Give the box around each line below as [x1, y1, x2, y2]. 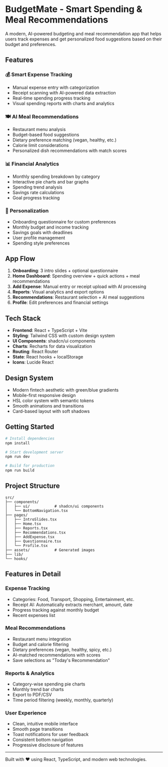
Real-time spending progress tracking [12, 95, 91, 101]
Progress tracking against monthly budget [12, 606, 99, 613]
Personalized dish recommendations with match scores [12, 147, 127, 153]
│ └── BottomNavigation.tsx [5, 508, 68, 513]
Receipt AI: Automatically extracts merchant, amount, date [12, 601, 132, 607]
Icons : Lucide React [12, 359, 54, 365]
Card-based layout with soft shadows [12, 408, 90, 414]
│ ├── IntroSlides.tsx [5, 516, 57, 522]
